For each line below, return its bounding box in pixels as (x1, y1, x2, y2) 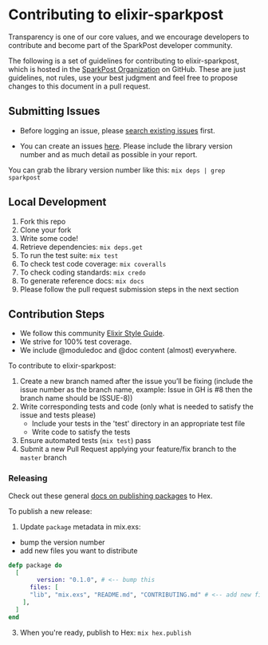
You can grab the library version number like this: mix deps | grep (8, 165, 226, 175)
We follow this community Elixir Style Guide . (19, 329, 165, 338)
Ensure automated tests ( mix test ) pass (19, 436, 152, 445)
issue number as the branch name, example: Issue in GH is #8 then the (19, 385, 253, 394)
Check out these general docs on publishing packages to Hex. (8, 491, 213, 501)
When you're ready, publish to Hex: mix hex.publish (19, 627, 191, 637)
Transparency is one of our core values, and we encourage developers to (8, 32, 250, 42)
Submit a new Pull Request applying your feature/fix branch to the (19, 445, 237, 454)
